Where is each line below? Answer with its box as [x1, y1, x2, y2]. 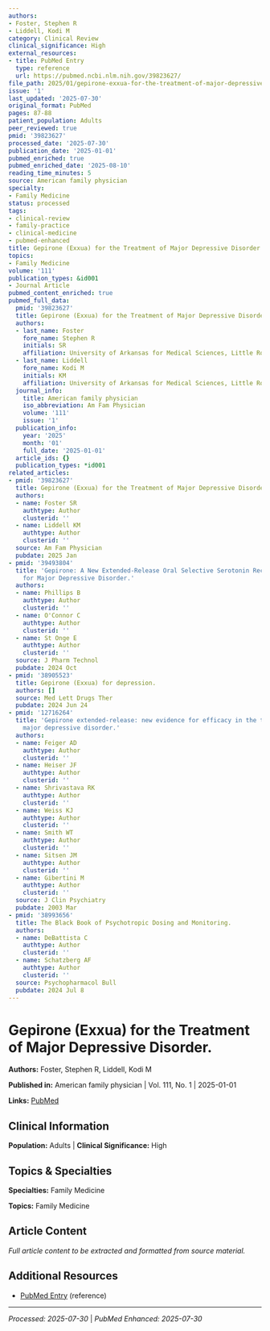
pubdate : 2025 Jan [15, 551, 78, 559]
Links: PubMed [8, 1096, 59, 1105]
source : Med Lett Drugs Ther [15, 694, 113, 702]
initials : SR [22, 342, 67, 350]
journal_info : [15, 386, 63, 395]
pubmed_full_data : [8, 297, 70, 305]
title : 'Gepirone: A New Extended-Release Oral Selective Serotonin [15, 566, 250, 575]
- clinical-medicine [8, 229, 78, 238]
